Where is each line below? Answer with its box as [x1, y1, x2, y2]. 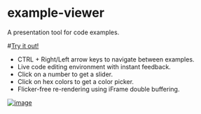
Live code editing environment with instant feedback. [17, 62, 172, 71]
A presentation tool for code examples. [7, 28, 120, 36]
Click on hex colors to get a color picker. [17, 77, 134, 85]
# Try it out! [7, 41, 39, 50]
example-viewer [7, 5, 105, 21]
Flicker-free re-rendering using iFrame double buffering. [17, 85, 180, 93]
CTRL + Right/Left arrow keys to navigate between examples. [17, 55, 195, 64]
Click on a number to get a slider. [17, 70, 113, 78]
